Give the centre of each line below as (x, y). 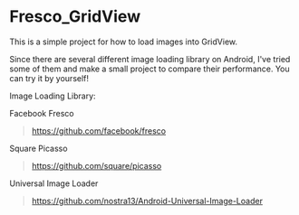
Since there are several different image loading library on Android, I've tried (150, 59)
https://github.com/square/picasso (96, 165)
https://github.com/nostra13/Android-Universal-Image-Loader (147, 201)
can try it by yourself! (49, 78)
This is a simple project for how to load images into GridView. (124, 42)
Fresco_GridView (75, 17)
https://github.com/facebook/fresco (98, 131)
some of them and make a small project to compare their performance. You (149, 69)
